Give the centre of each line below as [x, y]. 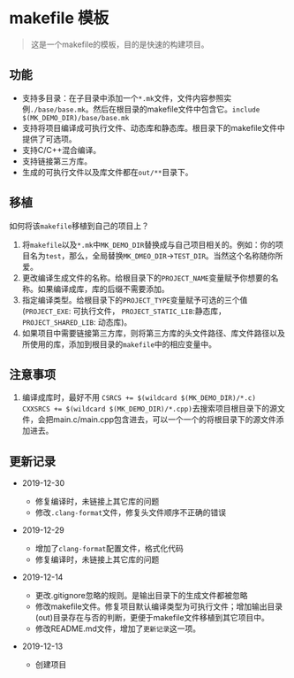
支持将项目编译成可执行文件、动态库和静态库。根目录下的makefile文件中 [153, 127]
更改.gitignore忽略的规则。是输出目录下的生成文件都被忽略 [142, 596]
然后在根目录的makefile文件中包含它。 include [177, 109]
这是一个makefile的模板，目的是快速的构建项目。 [120, 44]
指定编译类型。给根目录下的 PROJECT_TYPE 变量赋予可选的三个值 [135, 300]
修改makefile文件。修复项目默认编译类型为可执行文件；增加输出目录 [159, 606]
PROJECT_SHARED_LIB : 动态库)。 [77, 322]
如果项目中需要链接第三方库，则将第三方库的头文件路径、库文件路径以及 [153, 333]
